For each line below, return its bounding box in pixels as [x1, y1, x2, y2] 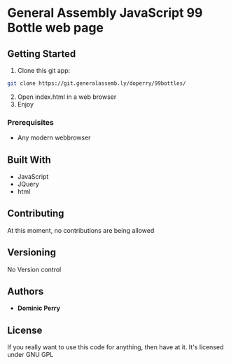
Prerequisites [7, 117, 54, 127]
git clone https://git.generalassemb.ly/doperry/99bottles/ [7, 80, 187, 87]
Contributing [7, 208, 64, 220]
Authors [7, 285, 44, 297]
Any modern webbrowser [17, 133, 91, 142]
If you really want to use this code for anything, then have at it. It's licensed [7, 343, 224, 351]
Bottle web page [7, 20, 104, 36]
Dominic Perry [17, 304, 61, 313]
